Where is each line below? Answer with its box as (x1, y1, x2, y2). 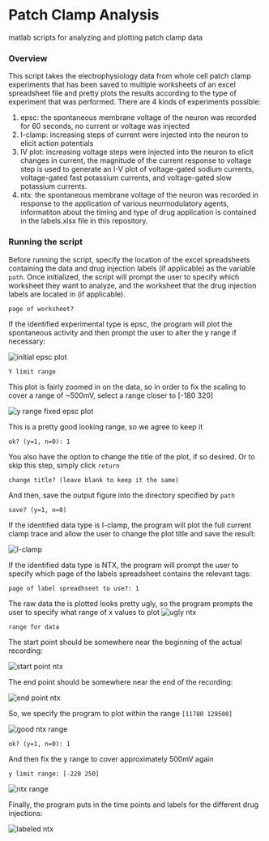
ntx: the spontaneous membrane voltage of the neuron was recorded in (19, 190, 259, 200)
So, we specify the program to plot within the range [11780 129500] (8, 708, 233, 718)
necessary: (8, 336, 46, 346)
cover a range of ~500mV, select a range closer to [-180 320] (8, 391, 214, 400)
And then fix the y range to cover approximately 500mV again (8, 753, 214, 763)
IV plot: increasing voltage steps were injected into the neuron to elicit (19, 147, 254, 157)
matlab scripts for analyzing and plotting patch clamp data (8, 32, 203, 42)
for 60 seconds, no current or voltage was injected (19, 122, 190, 131)
